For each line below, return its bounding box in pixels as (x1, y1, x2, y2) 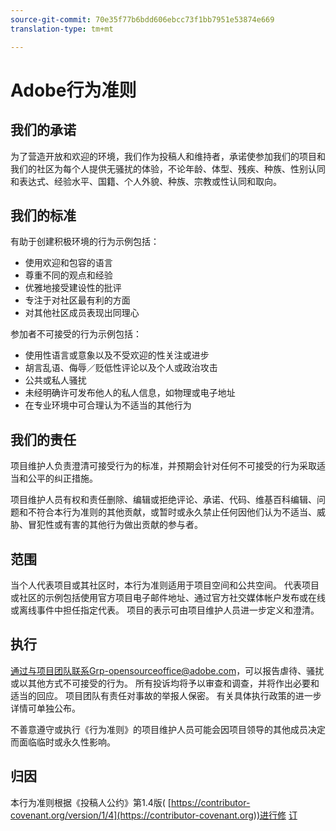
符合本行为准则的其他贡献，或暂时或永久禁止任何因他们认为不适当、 (36, 506, 317, 518)
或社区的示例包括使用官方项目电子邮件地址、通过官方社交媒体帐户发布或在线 (10, 591, 326, 603)
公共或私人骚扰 (24, 374, 87, 386)
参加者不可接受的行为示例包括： (10, 328, 142, 340)
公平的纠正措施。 (27, 472, 98, 485)
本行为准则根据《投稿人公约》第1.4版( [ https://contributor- (10, 796, 251, 808)
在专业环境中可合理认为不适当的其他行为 (24, 399, 192, 411)
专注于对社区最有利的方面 (24, 294, 131, 306)
